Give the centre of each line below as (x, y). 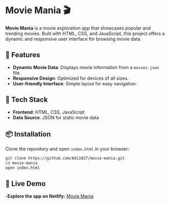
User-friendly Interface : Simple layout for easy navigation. (75, 83)
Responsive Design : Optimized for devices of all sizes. (71, 78)
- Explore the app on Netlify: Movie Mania (49, 196)
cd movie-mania (22, 163)
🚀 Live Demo (26, 184)
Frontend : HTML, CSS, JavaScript (49, 112)
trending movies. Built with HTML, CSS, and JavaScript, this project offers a (85, 33)
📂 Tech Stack (27, 100)
